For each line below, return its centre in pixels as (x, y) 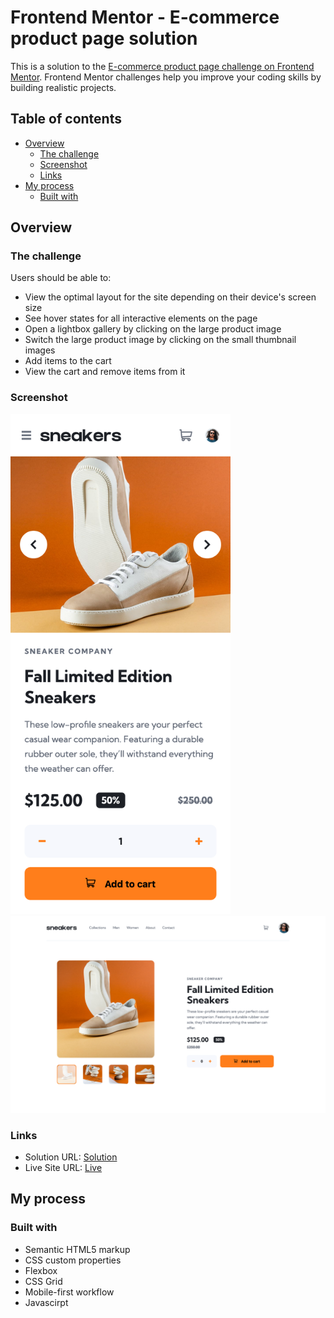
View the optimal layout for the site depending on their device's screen (170, 297)
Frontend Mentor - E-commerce (145, 17)
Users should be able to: (61, 278)
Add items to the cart (68, 361)
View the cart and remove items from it (105, 372)
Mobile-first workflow (69, 1292)
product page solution (104, 38)
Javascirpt (46, 1302)
